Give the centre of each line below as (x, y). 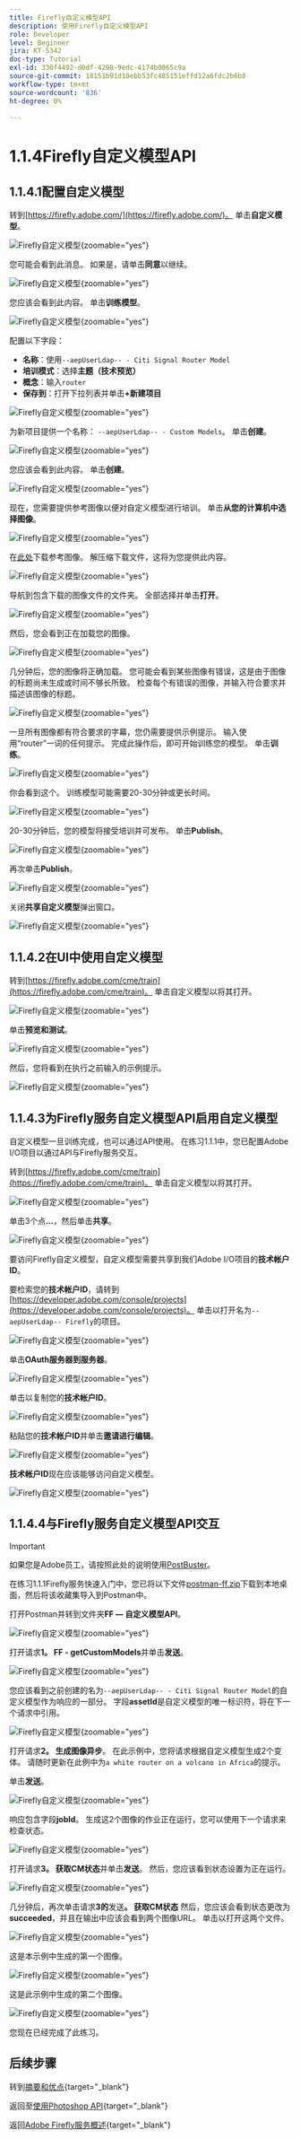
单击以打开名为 (224, 1310)
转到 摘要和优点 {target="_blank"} (69, 2086)
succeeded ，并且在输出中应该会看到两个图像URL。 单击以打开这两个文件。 (149, 1917)
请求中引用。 (40, 1712)
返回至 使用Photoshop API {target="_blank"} (89, 2106)
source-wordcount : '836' (56, 92)
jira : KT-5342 (36, 51)
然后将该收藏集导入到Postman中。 (88, 1594)
